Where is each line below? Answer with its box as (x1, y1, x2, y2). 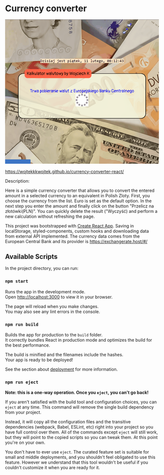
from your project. (5, 410, 41, 415)
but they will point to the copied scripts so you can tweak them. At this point (5, 434, 158, 440)
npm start (5, 279, 28, 284)
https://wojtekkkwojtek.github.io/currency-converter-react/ (5, 168, 124, 174)
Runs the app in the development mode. (5, 289, 85, 294)
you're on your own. (5, 440, 45, 446)
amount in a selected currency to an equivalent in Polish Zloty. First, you (5, 192, 150, 198)
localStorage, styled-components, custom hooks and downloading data (5, 228, 149, 234)
